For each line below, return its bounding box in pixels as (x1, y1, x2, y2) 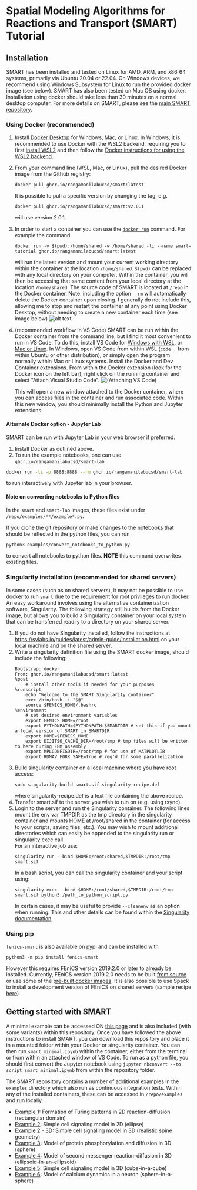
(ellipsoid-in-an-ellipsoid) (14, 1158, 76, 1165)
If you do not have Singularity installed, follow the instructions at (14, 630, 171, 637)
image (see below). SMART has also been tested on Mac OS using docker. (6, 87, 186, 94)
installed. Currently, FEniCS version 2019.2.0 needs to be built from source (6, 971, 187, 978)
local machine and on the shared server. (14, 642, 112, 649)
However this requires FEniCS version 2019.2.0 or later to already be (6, 965, 172, 972)
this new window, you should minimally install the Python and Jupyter (14, 401, 183, 408)
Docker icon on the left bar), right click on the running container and (14, 371, 180, 378)
